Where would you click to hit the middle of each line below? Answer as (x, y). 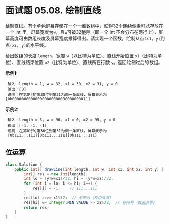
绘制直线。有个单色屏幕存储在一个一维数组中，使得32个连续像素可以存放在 (84, 26)
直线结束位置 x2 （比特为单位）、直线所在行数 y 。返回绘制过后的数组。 (89, 62)
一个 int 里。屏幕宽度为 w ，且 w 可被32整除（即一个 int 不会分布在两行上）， (82, 32)
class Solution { (24, 165)
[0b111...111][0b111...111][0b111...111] (52, 135)
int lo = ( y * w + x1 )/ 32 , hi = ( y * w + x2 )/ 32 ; (69, 179)
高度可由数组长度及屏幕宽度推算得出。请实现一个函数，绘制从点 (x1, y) (85, 38)
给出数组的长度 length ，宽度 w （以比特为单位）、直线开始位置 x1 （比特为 (81, 56)
